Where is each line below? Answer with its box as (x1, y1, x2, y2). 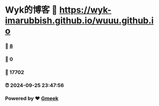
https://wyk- (59, 4, 112, 16)
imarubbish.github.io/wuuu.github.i (5, 15, 154, 26)
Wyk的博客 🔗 (5, 4, 58, 16)
